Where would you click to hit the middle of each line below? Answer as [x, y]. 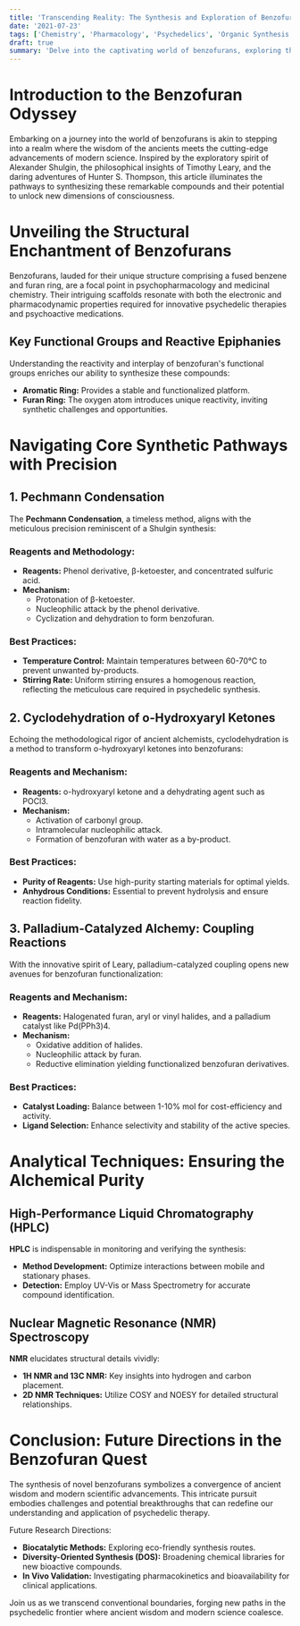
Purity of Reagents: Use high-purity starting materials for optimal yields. [156, 881]
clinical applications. [60, 1585]
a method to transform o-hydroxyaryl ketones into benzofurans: [126, 749]
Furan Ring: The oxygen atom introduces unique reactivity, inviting [145, 400]
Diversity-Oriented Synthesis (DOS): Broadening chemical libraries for [154, 1556]
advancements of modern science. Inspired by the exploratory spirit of [139, 158]
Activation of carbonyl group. [89, 820]
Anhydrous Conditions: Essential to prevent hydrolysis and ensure [145, 891]
